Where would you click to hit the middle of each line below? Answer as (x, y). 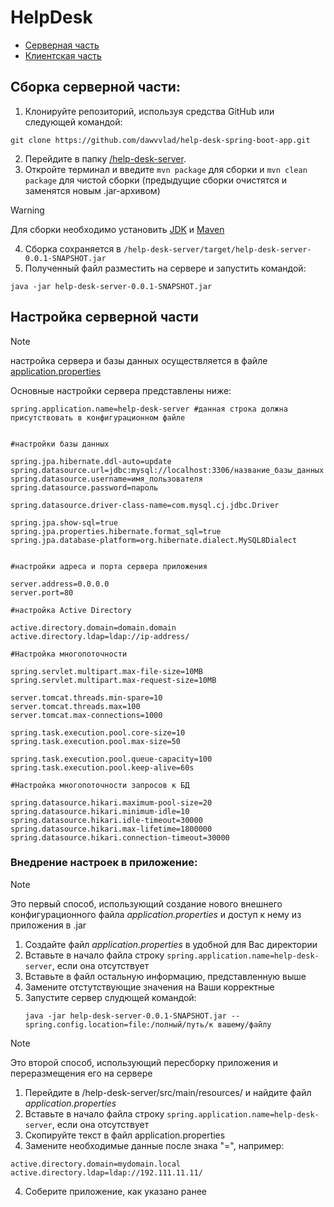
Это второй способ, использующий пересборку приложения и (144, 1062)
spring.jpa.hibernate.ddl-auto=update (91, 461)
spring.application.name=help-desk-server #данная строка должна (149, 409)
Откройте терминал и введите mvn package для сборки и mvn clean (166, 169)
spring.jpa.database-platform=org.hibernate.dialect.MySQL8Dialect (154, 540)
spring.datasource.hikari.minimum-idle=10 (100, 811)
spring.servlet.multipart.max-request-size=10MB (113, 680)
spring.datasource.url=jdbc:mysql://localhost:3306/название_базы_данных (167, 470)
